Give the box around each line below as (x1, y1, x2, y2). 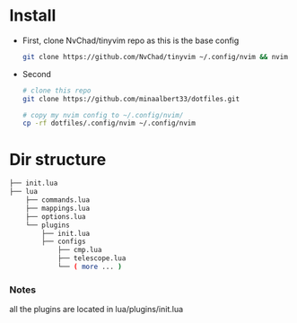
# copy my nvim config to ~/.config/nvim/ (22, 110, 184, 119)
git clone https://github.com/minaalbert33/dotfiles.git (22, 94, 240, 103)
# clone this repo (22, 86, 92, 95)
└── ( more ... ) (57, 262, 123, 271)
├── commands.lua (25, 196, 91, 205)
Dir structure (9, 149, 107, 170)
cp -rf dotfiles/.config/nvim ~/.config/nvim (22, 118, 196, 128)
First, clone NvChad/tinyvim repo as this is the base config (22, 35, 240, 46)
